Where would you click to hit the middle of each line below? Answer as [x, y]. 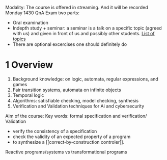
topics [19, 39]
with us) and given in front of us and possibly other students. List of [83, 33]
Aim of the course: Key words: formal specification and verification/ [76, 116]
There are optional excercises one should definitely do [70, 44]
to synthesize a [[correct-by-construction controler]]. [68, 142]
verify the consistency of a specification [55, 131]
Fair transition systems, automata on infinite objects [67, 90]
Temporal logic [28, 95]
